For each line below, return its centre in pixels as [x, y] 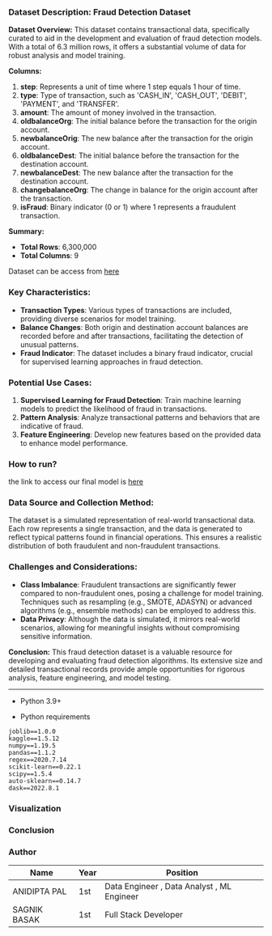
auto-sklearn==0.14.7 [45, 781]
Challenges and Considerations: [73, 567]
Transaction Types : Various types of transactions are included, [126, 310]
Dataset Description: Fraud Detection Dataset [100, 12]
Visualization [35, 808]
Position [182, 872]
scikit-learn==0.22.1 [45, 767]
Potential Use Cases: [50, 383]
